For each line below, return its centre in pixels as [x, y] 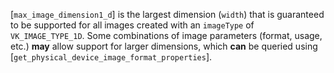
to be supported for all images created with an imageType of [132, 25]
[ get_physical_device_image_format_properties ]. [111, 57]
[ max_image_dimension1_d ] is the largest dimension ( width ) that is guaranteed [167, 14]
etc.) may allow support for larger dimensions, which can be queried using [164, 46]
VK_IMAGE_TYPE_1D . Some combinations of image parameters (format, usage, [166, 35]
